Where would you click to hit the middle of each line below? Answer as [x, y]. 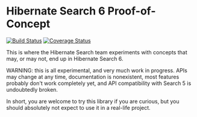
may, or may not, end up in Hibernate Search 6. [65, 58]
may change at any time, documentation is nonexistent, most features [93, 77]
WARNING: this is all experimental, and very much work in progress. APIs [97, 70]
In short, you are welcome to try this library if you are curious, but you [93, 101]
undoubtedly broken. [32, 89]
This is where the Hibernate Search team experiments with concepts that [97, 52]
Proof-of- [132, 11]
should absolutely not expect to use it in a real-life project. [78, 107]
